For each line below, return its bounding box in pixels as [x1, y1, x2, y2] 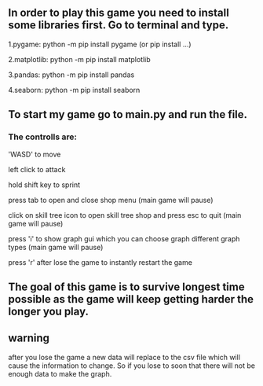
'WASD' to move [8, 149, 61, 159]
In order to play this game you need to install [8, 6, 229, 20]
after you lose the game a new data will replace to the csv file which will [8, 352, 241, 362]
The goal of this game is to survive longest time [8, 280, 245, 293]
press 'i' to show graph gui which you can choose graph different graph [8, 233, 240, 243]
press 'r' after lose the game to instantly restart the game [8, 257, 192, 267]
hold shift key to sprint [8, 180, 81, 189]
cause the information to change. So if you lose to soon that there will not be [8, 361, 255, 370]
